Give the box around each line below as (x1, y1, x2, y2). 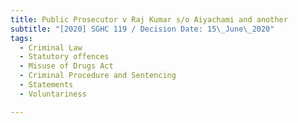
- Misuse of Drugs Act (19, 61, 114, 71)
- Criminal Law (19, 42, 83, 53)
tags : (10, 33, 33, 43)
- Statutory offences (19, 52, 110, 62)
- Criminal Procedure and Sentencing (19, 71, 177, 81)
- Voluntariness (19, 89, 87, 99)
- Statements (19, 80, 74, 90)
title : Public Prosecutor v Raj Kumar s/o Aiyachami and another (10, 14, 288, 25)
